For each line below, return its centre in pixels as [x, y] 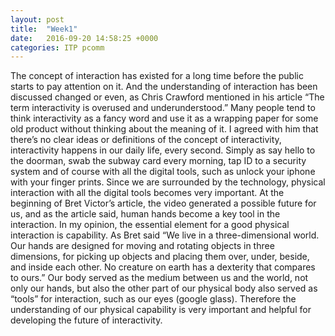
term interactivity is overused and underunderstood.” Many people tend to [163, 108]
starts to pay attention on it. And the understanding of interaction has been [164, 87]
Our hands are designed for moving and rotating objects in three [142, 246]
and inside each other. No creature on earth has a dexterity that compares [163, 267]
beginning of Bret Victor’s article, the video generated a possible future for [163, 203]
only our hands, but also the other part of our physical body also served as [164, 288]
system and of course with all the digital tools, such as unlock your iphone [163, 172]
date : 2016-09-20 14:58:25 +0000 [84, 38]
